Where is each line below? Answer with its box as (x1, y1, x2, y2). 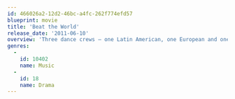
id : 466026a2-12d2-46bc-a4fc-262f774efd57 (7, 10, 133, 17)
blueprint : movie (7, 17, 58, 24)
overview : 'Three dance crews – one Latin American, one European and (7, 36, 218, 43)
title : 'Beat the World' (7, 23, 80, 30)
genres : (7, 43, 30, 49)
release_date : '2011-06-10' (7, 29, 90, 37)
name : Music (20, 62, 55, 69)
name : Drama (20, 82, 55, 89)
